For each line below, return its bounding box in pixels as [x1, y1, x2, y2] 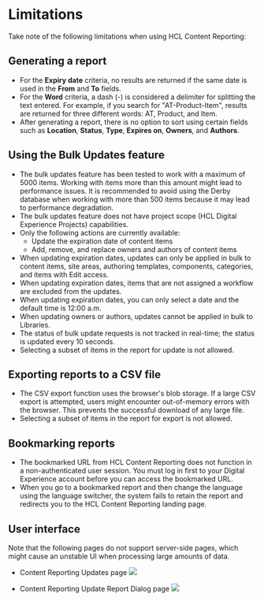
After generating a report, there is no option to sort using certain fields [19, 117, 248, 127]
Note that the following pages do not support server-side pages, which [8, 543, 239, 552]
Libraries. [19, 320, 51, 329]
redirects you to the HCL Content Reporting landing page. [19, 499, 207, 509]
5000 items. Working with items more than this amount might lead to [19, 177, 243, 187]
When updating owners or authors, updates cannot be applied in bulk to [19, 311, 254, 321]
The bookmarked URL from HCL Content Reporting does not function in [19, 458, 252, 467]
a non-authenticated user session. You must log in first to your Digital [19, 466, 245, 476]
